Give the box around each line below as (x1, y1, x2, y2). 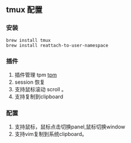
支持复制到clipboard (14, 93, 63, 100)
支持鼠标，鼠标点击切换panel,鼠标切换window (14, 123, 126, 130)
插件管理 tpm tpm (14, 71, 57, 78)
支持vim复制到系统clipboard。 (14, 131, 88, 138)
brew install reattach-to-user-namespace (6, 42, 109, 48)
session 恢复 (14, 78, 46, 85)
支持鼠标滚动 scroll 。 (14, 85, 67, 92)
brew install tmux (6, 37, 51, 43)
